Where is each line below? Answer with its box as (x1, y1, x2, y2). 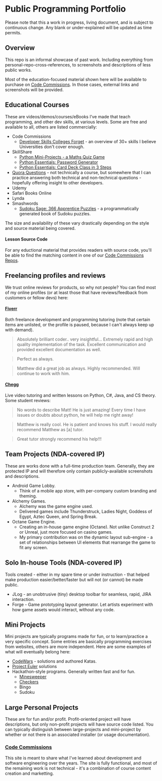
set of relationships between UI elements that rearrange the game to (19, 539, 156, 545)
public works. (5, 67, 32, 73)
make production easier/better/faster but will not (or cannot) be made (5, 576, 144, 583)
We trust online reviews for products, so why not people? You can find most (5, 284, 156, 290)
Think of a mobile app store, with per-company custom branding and (19, 488, 157, 493)
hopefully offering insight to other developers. (12, 179, 104, 185)
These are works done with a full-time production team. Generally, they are (5, 463, 155, 469)
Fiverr (5, 306, 17, 311)
